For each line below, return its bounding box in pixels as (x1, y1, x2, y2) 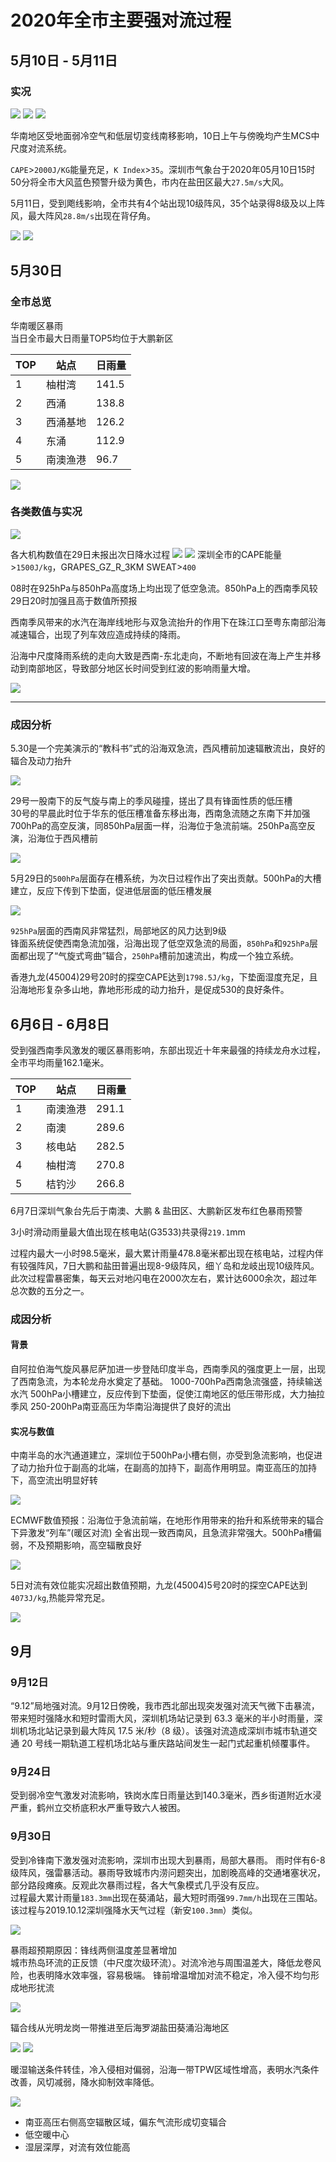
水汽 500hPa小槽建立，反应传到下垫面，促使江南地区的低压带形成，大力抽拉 (10, 1388, 325, 1400)
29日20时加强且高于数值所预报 (10, 594, 138, 606)
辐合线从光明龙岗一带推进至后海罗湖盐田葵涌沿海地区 (10, 2021, 230, 2033)
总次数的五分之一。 (10, 1284, 90, 1296)
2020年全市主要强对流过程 (10, 9, 232, 32)
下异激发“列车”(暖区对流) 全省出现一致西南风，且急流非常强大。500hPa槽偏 (10, 1527, 322, 1539)
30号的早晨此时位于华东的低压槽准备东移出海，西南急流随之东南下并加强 (10, 807, 311, 820)
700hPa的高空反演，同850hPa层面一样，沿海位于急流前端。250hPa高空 (10, 820, 308, 832)
